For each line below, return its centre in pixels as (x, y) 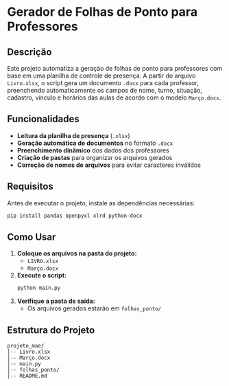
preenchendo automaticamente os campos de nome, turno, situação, (105, 90)
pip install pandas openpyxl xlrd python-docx (75, 216)
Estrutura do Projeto (51, 330)
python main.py (39, 288)
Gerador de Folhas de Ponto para (102, 12)
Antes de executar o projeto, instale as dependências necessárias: (101, 203)
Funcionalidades (44, 119)
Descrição (29, 52)
